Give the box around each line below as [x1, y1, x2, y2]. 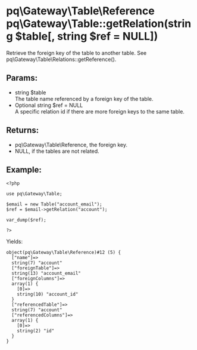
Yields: [6, 238, 23, 245]
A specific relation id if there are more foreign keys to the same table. [14, 108, 185, 115]
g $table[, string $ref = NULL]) [6, 30, 158, 43]
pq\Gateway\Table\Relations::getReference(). [6, 56, 117, 63]
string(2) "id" [17, 328, 55, 334]
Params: [6, 73, 37, 83]
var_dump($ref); [6, 217, 46, 223]
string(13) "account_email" [11, 271, 82, 277]
